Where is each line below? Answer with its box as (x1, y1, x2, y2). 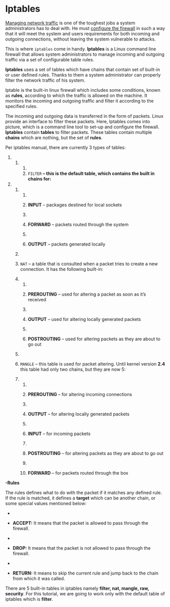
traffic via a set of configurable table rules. (5, 56, 94, 62)
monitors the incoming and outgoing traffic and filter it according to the (5, 97, 154, 104)
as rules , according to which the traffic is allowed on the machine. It (5, 92, 148, 98)
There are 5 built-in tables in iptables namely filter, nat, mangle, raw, (5, 585, 149, 591)
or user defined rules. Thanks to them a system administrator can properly (5, 72, 161, 78)
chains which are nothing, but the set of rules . (5, 134, 103, 140)
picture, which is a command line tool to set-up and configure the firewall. (5, 124, 160, 130)
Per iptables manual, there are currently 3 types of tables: (5, 144, 126, 150)
